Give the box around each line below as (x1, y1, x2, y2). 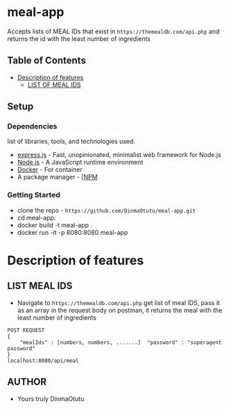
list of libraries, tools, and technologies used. (7, 137, 135, 146)
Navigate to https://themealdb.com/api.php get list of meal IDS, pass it (17, 298, 220, 306)
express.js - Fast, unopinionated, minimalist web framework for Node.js (17, 151, 222, 159)
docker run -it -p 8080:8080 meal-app (17, 228, 128, 236)
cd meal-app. (17, 213, 56, 222)
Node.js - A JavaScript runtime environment (17, 158, 144, 167)
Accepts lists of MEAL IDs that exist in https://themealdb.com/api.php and (7, 27, 220, 35)
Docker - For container (17, 165, 83, 174)
